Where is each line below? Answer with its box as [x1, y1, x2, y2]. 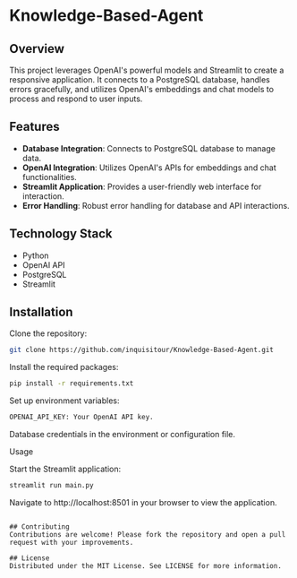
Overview [9, 41, 65, 56]
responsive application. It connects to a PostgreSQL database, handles [9, 74, 270, 85]
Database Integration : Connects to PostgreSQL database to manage [21, 142, 276, 153]
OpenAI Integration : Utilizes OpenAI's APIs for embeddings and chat [21, 162, 276, 173]
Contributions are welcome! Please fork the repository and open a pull [9, 530, 286, 539]
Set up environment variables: [9, 395, 120, 406]
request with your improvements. [9, 538, 134, 547]
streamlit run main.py [9, 481, 94, 490]
